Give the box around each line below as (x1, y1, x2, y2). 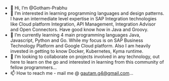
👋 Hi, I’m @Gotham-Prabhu (10, 5, 68, 11)
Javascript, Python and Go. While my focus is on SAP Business (10, 37, 143, 43)
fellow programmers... (10, 64, 57, 70)
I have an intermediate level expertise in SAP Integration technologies (10, 16, 157, 21)
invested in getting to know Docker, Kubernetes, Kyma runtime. (10, 48, 143, 54)
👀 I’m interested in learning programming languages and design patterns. (10, 10, 164, 16)
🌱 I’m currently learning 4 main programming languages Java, (10, 32, 141, 38)
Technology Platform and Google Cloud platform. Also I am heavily (10, 43, 151, 48)
